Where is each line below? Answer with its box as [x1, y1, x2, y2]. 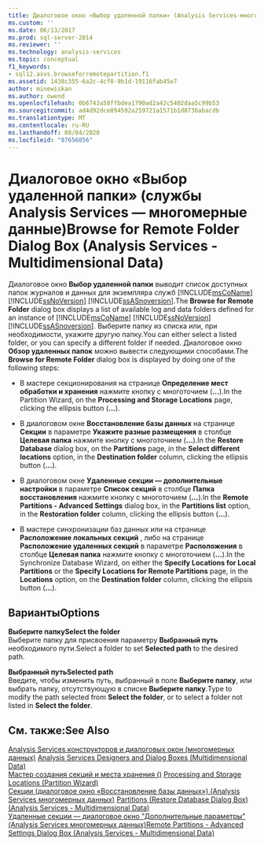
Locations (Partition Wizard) [8, 778, 99, 788]
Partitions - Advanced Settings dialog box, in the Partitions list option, [19, 501, 251, 510]
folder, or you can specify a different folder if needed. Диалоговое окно [8, 338, 242, 347]
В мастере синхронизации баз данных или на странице [19, 524, 207, 534]
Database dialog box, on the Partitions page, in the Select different [19, 444, 240, 454]
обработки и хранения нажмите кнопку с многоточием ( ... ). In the [19, 387, 242, 396]
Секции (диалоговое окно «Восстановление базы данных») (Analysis [8, 787, 240, 796]
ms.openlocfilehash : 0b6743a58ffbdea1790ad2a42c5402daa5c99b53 [8, 99, 220, 107]
